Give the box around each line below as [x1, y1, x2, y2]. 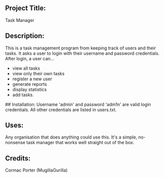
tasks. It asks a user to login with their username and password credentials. [5, 50, 160, 56]
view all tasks [12, 65, 40, 71]
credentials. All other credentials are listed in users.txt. [5, 107, 117, 113]
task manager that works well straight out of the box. [26, 140, 135, 146]
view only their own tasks [12, 70, 65, 76]
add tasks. [12, 92, 34, 98]
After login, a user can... [5, 55, 55, 61]
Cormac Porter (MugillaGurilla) [5, 167, 68, 174]
